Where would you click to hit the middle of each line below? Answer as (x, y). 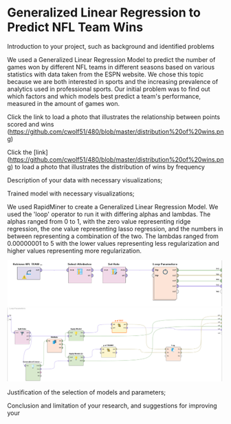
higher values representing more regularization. (75, 251)
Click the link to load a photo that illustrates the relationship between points (114, 117)
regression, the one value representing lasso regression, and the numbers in (115, 229)
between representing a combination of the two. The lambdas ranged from (113, 236)
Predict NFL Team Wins (75, 27)
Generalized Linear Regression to (104, 13)
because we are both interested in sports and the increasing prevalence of (113, 81)
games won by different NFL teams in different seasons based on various (111, 67)
